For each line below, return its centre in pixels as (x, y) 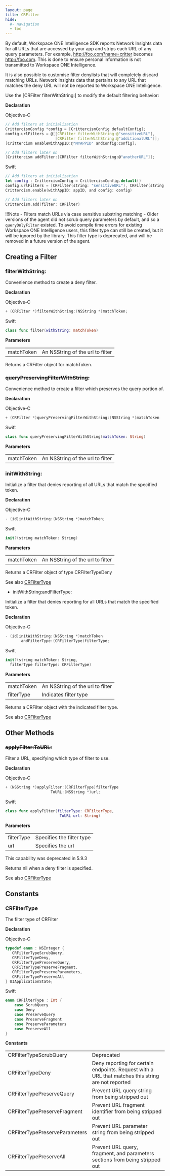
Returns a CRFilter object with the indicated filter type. (62, 707)
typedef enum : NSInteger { (35, 948)
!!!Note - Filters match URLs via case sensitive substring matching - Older (82, 214)
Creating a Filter (31, 257)
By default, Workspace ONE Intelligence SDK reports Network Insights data (84, 43)
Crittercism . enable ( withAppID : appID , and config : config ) (69, 190)
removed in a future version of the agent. (48, 241)
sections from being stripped (126, 1160)
